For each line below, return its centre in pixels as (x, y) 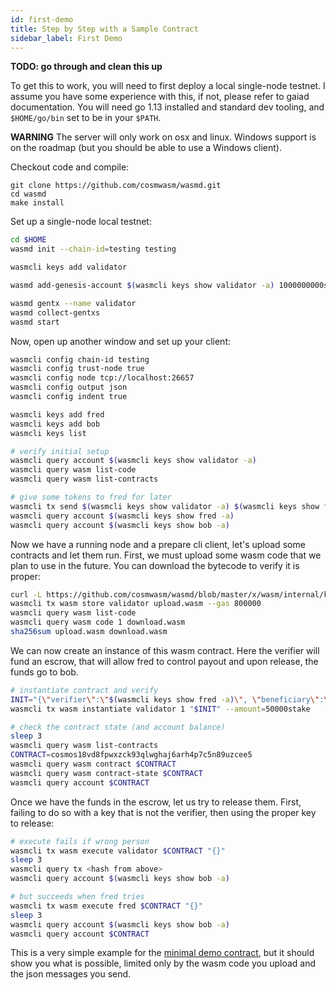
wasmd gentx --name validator (73, 303)
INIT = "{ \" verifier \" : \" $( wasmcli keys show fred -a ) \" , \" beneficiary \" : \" (171, 699)
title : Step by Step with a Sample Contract (104, 29)
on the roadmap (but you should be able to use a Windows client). (146, 148)
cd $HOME (28, 240)
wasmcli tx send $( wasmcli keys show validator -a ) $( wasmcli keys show (165, 506)
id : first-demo (42, 19)
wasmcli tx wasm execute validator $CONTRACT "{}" (118, 851)
